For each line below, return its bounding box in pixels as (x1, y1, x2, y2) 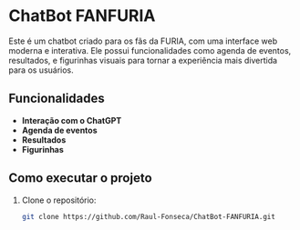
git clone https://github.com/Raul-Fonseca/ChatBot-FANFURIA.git (21, 212, 275, 221)
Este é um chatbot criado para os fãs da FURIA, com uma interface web (8, 35, 278, 46)
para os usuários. (8, 65, 74, 75)
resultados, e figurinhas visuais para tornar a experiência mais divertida (8, 55, 278, 65)
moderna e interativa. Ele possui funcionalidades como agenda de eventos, (8, 45, 292, 55)
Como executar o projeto (8, 170, 152, 186)
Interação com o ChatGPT (21, 115, 122, 125)
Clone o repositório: (21, 195, 97, 205)
